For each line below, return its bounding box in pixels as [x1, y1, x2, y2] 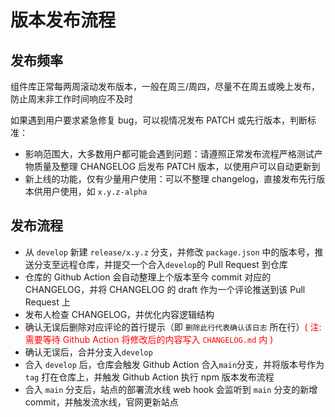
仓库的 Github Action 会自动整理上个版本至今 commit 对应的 [24, 271, 272, 283]
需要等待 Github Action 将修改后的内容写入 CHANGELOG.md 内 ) [24, 333, 274, 345]
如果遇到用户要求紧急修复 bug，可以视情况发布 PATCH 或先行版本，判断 [10, 114, 308, 126]
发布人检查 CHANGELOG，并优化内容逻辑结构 [24, 308, 215, 320]
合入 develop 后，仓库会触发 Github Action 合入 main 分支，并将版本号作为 [24, 358, 325, 370]
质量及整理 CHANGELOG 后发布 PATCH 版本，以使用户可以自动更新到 [33, 161, 321, 172]
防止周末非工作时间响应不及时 [10, 93, 133, 105]
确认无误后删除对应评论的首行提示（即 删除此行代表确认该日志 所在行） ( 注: [24, 321, 322, 333]
